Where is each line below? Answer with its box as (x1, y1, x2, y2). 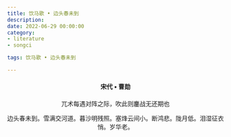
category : (7, 29, 36, 36)
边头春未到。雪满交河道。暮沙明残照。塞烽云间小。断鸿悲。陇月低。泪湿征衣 (7, 114, 224, 122)
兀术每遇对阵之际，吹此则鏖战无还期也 (61, 100, 170, 108)
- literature (7, 36, 45, 42)
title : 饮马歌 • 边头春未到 (7, 10, 79, 17)
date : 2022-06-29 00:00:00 (7, 23, 85, 29)
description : (7, 16, 45, 23)
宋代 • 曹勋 (100, 82, 131, 90)
